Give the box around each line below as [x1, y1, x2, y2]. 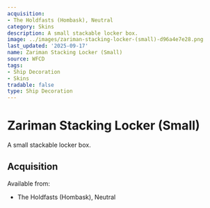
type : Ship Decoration [7, 88, 73, 95]
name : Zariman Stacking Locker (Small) [7, 49, 123, 56]
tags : [7, 62, 23, 69]
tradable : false [7, 81, 54, 88]
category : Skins [7, 23, 54, 30]
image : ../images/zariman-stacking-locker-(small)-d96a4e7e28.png [7, 36, 204, 43]
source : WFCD [7, 56, 45, 63]
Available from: [7, 179, 50, 188]
